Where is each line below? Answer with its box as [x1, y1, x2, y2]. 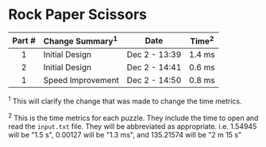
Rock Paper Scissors [8, 6, 147, 24]
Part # [12, 35, 36, 46]
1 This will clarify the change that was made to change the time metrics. [8, 95, 242, 106]
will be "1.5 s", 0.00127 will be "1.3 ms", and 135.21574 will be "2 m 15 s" [8, 130, 242, 139]
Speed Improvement [43, 75, 119, 86]
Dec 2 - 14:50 [126, 75, 182, 86]
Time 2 [190, 34, 214, 47]
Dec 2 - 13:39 [126, 49, 182, 60]
